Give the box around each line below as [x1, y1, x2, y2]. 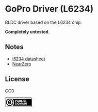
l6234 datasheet [12, 56, 45, 62]
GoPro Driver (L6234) [5, 3, 94, 15]
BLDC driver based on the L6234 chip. [5, 19, 82, 25]
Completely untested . [5, 29, 50, 34]
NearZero [12, 61, 32, 66]
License [5, 75, 30, 83]
